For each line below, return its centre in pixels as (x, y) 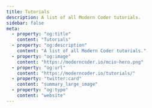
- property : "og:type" (40, 90)
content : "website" (41, 95)
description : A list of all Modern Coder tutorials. (74, 17)
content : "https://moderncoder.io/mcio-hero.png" (81, 62)
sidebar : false (25, 23)
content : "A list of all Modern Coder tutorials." (82, 51)
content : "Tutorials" (44, 40)
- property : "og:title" (41, 34)
